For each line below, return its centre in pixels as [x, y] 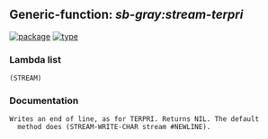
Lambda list [35, 59]
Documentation [44, 100]
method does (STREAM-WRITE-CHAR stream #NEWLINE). [114, 127]
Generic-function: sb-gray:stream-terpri [126, 15]
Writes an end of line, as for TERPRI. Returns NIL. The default [134, 119]
